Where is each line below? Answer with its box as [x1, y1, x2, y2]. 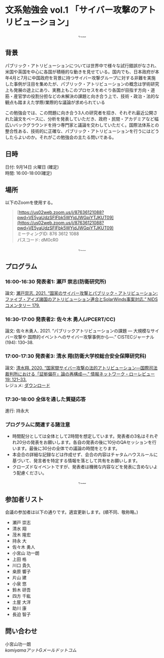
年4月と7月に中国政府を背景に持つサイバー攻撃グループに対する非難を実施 [5, 74, 156, 81]
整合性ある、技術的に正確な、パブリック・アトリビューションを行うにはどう [5, 128, 160, 134]
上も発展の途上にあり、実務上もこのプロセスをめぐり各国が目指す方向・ [5, 87, 151, 93]
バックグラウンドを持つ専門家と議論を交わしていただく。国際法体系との [13, 122, 159, 128]
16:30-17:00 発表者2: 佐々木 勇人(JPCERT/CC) [5, 316, 116, 322]
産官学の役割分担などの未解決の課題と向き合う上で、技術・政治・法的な [13, 93, 160, 99]
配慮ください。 [16, 470, 47, 476]
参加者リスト [5, 495, 44, 504]
